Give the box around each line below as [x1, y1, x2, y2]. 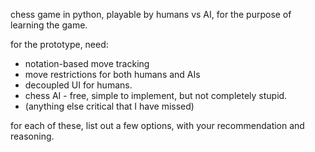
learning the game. [10, 19, 88, 31]
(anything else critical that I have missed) [24, 100, 195, 112]
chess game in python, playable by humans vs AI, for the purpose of [10, 9, 292, 20]
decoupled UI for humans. [24, 79, 133, 91]
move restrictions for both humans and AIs [24, 69, 201, 80]
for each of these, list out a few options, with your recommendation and [10, 120, 305, 131]
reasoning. [10, 130, 55, 142]
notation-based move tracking [24, 58, 150, 69]
